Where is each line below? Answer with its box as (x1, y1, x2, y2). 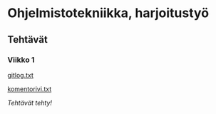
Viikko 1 (7, 55, 35, 65)
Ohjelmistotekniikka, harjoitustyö (7, 5, 209, 21)
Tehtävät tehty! (7, 98, 52, 107)
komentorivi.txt (7, 84, 52, 93)
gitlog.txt (7, 71, 34, 79)
